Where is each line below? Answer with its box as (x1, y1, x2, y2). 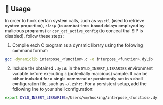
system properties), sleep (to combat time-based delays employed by (5, 23, 145, 28)
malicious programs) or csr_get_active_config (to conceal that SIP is (5, 27, 143, 34)
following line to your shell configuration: (12, 86, 94, 92)
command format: (12, 47, 48, 53)
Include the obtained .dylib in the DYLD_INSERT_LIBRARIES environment (12, 66, 153, 71)
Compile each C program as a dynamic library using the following (12, 42, 143, 48)
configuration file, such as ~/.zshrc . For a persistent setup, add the (12, 80, 147, 87)
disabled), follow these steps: (5, 33, 64, 39)
